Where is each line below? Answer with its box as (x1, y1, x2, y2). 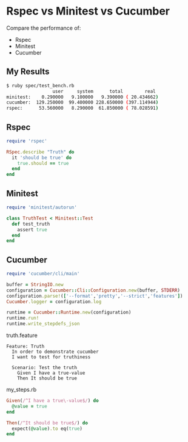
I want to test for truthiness (12, 354, 91, 360)
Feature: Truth (6, 344, 45, 350)
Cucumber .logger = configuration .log (6, 298, 102, 304)
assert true (17, 226, 47, 233)
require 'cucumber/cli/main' (6, 271, 80, 277)
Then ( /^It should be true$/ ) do (6, 420, 88, 426)
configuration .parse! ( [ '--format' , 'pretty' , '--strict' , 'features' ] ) (6, 293, 183, 299)
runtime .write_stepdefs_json (6, 321, 80, 327)
